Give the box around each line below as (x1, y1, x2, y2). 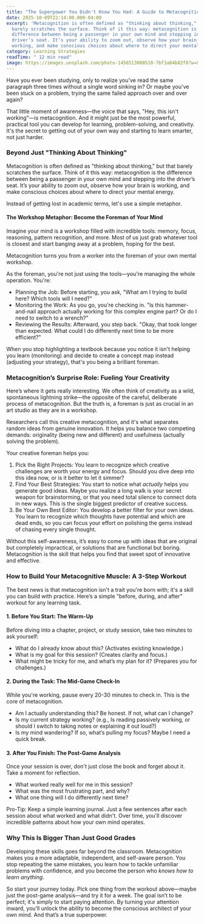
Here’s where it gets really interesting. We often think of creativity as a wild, (6, 387, 195, 395)
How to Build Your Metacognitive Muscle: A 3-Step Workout (6, 572, 187, 581)
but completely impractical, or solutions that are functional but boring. (6, 544, 181, 552)
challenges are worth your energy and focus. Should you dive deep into (15, 468, 194, 475)
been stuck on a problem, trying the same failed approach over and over (6, 89, 188, 97)
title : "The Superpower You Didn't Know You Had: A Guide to (6, 9, 165, 15)
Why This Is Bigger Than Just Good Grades (6, 833, 136, 842)
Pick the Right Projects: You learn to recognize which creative (15, 461, 170, 468)
